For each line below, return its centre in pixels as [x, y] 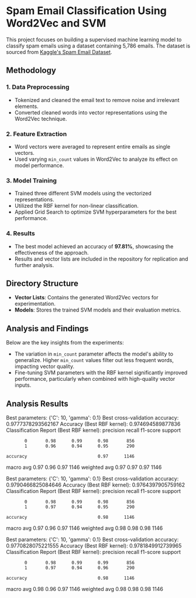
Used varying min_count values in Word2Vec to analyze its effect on [96, 159]
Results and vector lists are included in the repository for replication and [101, 259]
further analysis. [34, 265]
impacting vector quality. [44, 366]
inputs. [23, 385]
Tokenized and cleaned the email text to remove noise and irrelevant [97, 100]
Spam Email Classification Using [86, 11]
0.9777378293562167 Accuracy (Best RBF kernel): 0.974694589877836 [93, 424]
